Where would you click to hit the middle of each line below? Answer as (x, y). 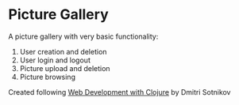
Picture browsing (47, 77)
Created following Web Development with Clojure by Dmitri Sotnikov (119, 92)
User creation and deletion (63, 51)
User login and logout (55, 60)
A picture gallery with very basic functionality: (83, 36)
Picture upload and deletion (65, 68)
